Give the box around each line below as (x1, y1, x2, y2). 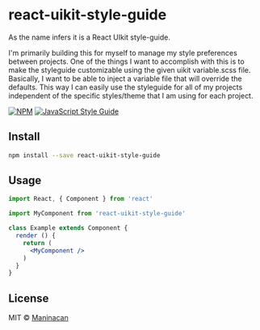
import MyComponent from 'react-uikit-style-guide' (8, 210, 186, 218)
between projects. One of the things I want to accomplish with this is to (8, 56, 245, 66)
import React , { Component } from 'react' (8, 195, 153, 203)
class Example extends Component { (8, 224, 128, 232)
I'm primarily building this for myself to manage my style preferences (8, 48, 238, 57)
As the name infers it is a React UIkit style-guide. (8, 32, 171, 42)
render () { (15, 232, 57, 240)
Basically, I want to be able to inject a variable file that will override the (8, 73, 242, 83)
